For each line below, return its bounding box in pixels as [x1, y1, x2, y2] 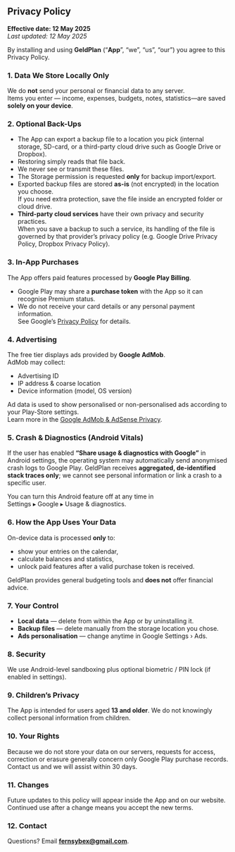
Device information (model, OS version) [17, 387, 132, 395]
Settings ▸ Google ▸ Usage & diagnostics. [7, 500, 127, 508]
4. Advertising [7, 334, 58, 344]
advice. [7, 583, 29, 591]
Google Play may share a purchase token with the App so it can [17, 287, 203, 295]
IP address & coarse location [17, 380, 101, 387]
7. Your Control [7, 601, 59, 610]
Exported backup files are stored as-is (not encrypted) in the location [17, 180, 220, 189]
